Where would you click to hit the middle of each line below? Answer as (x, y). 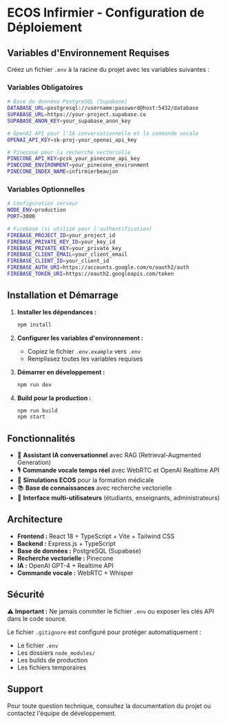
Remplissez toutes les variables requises (85, 359)
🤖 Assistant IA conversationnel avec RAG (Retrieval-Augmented (109, 455)
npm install (34, 325)
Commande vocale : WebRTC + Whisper (75, 573)
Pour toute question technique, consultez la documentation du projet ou (109, 705)
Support (25, 689)
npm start (31, 417)
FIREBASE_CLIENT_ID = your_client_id (58, 261)
